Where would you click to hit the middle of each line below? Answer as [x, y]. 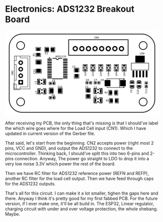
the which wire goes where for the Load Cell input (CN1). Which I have [76, 128]
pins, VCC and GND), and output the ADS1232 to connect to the [69, 148]
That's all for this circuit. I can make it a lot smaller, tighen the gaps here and [82, 193]
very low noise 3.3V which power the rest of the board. [60, 164]
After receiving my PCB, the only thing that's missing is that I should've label [82, 123]
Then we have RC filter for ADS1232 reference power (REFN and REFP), [77, 173]
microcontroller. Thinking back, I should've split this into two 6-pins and [77, 153]
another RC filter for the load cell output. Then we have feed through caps [79, 179]
